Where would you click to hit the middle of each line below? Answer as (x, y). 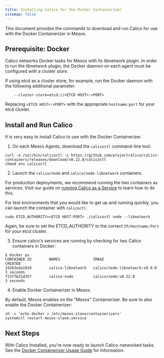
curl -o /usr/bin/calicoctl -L (37, 156)
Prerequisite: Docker (37, 49)
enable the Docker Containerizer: (39, 305)
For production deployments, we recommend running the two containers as (82, 183)
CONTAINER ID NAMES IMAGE (55, 260)
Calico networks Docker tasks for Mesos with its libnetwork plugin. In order (81, 61)
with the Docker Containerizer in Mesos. (46, 33)
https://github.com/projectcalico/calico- (115, 156)
